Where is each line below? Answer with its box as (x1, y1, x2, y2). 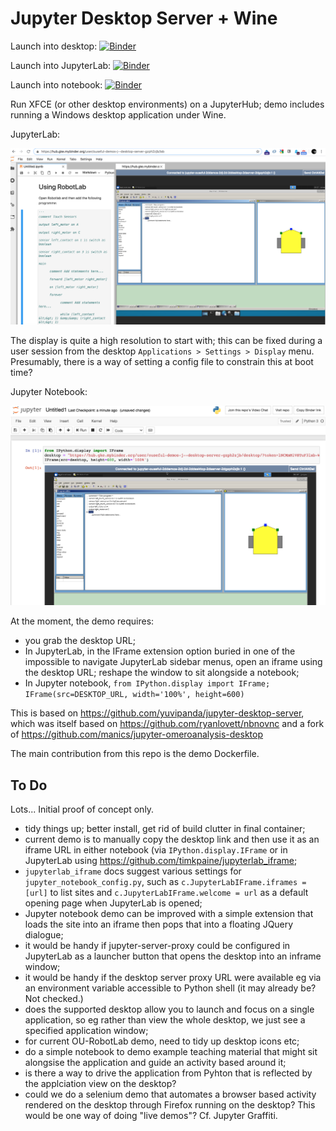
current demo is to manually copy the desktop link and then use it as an (24, 833, 320, 846)
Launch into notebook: (10, 78, 103, 91)
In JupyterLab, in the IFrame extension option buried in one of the (24, 645, 296, 657)
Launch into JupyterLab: (10, 59, 112, 71)
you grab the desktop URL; (24, 635, 136, 647)
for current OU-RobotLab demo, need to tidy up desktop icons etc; (24, 1035, 300, 1047)
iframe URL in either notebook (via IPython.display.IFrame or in (24, 844, 288, 856)
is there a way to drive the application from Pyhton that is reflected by (24, 1067, 313, 1079)
